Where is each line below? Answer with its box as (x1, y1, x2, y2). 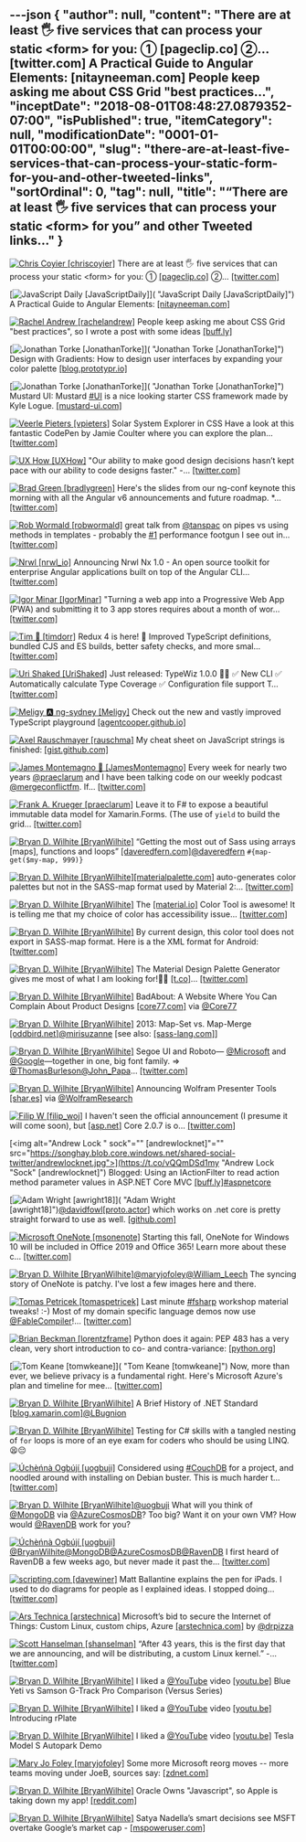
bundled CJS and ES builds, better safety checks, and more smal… (9, 640, 261, 652)
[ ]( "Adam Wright (9, 1194, 176, 1205)
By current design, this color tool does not (135, 926, 294, 937)
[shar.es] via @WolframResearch (9, 1092, 133, 1103)
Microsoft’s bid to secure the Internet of (121, 1611, 271, 1622)
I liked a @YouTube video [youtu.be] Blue (135, 1675, 290, 1686)
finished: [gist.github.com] (9, 744, 110, 755)
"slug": (99, 142, 142, 157)
